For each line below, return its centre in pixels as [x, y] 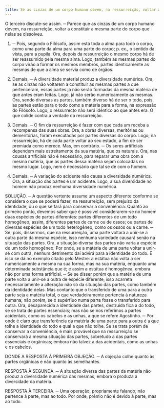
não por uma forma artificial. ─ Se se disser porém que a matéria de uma [78, 274]
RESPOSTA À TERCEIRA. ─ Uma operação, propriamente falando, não [75, 391]
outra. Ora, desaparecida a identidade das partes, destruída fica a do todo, [80, 305]
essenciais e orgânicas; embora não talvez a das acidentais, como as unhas [81, 341]
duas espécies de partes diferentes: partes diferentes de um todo [71, 216]
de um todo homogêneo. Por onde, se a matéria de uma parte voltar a [75, 248]
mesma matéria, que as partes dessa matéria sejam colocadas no [78, 161]
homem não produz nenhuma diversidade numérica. [65, 186]
